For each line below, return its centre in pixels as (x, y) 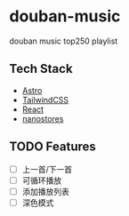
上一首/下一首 (47, 169)
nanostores (43, 118)
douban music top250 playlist (64, 41)
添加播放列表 (45, 191)
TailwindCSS (45, 100)
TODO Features (52, 147)
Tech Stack (41, 69)
